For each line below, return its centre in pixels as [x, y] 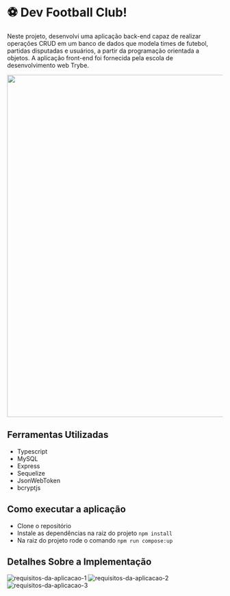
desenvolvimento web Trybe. [48, 65]
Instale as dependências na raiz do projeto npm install [94, 533]
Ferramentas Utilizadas [58, 435]
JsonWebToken [38, 480]
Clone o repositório [44, 526]
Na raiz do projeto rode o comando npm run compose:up [95, 540]
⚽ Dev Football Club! [67, 13]
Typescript [32, 451]
